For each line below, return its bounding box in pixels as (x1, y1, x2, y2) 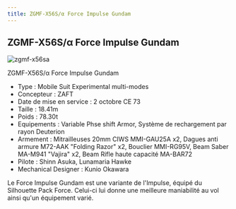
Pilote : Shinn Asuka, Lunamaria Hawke (17, 157, 132, 166)
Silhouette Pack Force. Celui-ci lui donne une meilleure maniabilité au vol (7, 186, 219, 195)
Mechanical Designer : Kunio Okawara (17, 165, 129, 174)
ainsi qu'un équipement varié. (7, 193, 94, 202)
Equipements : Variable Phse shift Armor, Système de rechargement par (17, 120, 228, 129)
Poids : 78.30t (17, 112, 59, 121)
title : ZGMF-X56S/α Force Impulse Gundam (7, 10, 131, 18)
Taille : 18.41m (17, 105, 59, 114)
